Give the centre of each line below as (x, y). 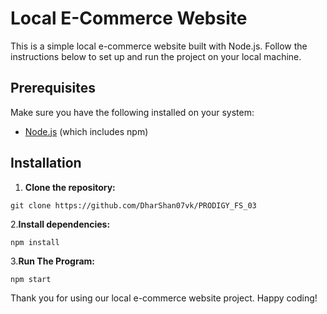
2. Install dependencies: (60, 224)
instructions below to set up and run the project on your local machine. (156, 56)
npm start (31, 279)
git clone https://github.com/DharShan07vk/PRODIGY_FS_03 (133, 205)
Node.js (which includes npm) (86, 131)
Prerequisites (53, 88)
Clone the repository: (70, 187)
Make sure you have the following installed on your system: (132, 112)
